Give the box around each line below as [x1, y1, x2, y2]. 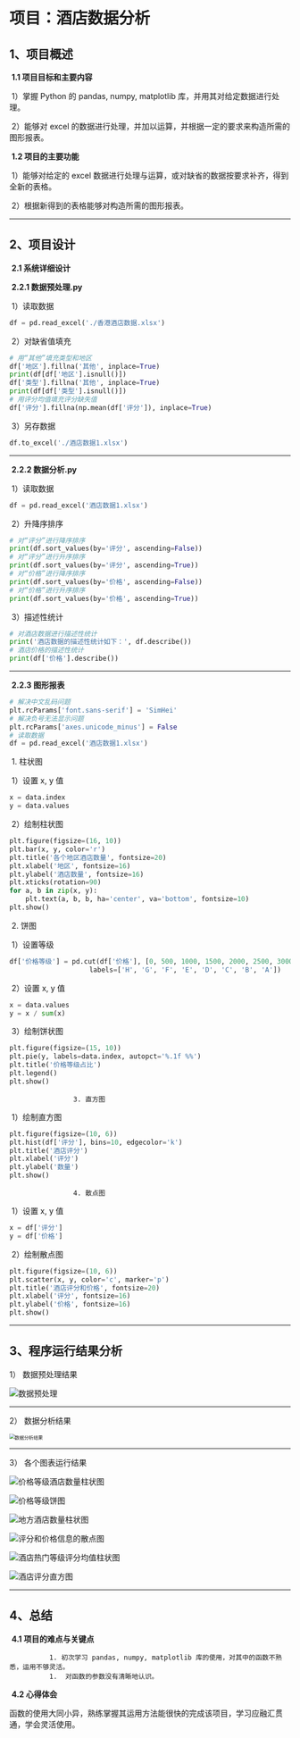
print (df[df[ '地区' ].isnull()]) [9, 370, 127, 380]
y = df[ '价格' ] [9, 1232, 63, 1241]
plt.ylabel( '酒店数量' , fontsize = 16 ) [9, 870, 145, 879]
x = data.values [9, 1000, 70, 1009]
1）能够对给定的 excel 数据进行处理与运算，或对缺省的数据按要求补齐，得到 [11, 171, 289, 180]
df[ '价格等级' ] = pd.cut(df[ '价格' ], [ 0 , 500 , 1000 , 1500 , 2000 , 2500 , [9, 957, 274, 965]
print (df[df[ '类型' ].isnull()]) [9, 387, 127, 396]
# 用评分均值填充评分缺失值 [9, 395, 98, 405]
